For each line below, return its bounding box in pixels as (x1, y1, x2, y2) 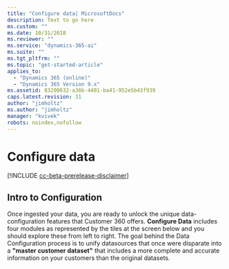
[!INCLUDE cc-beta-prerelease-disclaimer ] (7, 172, 129, 180)
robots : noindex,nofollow (7, 119, 81, 126)
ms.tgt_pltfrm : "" (7, 55, 60, 62)
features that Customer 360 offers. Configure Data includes (46, 217, 218, 226)
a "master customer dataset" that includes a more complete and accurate (7, 246, 220, 255)
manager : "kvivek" (7, 112, 60, 119)
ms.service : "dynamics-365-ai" (7, 42, 97, 49)
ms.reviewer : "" (7, 36, 54, 43)
